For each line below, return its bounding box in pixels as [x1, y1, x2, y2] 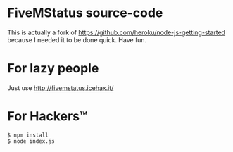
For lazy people [7, 61, 99, 77]
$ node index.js [7, 137, 55, 145]
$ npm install [7, 132, 49, 139]
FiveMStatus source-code [7, 5, 163, 21]
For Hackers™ [7, 108, 88, 125]
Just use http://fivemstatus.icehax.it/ [7, 83, 114, 92]
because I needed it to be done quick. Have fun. [7, 35, 147, 44]
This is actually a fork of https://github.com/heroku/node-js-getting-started [7, 28, 226, 37]
